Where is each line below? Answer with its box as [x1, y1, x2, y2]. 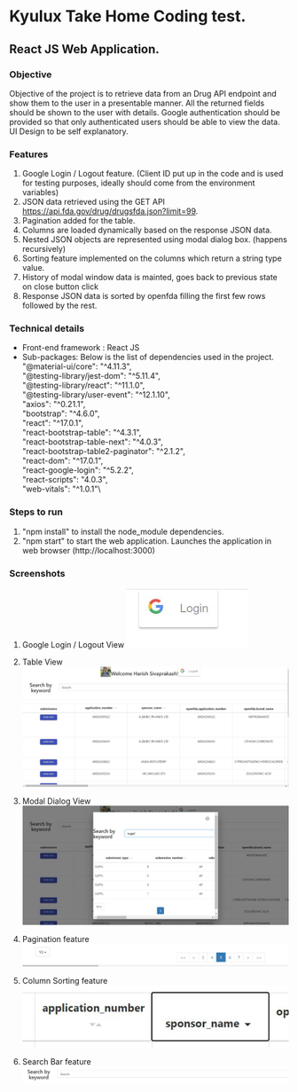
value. [21, 263, 45, 273]
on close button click [21, 281, 99, 292]
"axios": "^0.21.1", [21, 399, 86, 410]
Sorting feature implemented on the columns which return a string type [21, 253, 282, 263]
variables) [21, 187, 59, 198]
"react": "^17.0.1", [21, 418, 84, 428]
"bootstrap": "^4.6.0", [21, 408, 100, 419]
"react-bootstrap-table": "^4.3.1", [21, 428, 142, 438]
